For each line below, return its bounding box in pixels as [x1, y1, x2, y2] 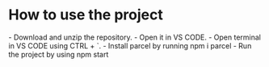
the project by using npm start [8, 49, 109, 59]
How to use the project [8, 6, 163, 24]
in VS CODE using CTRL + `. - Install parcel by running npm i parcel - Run [8, 40, 252, 50]
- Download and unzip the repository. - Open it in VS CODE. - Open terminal [8, 32, 261, 42]
